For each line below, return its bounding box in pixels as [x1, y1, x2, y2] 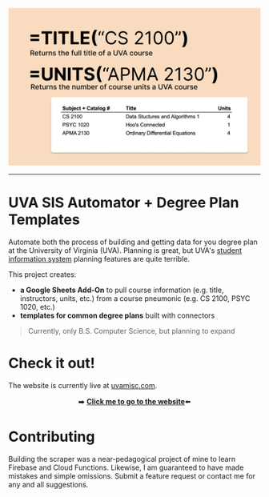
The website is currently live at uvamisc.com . [8, 380, 158, 390]
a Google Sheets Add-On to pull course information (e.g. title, [19, 285, 224, 295]
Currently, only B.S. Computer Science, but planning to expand [27, 326, 235, 335]
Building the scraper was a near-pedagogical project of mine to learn [8, 454, 236, 463]
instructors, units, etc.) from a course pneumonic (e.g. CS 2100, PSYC [19, 293, 251, 303]
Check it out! [8, 355, 95, 372]
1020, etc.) [19, 302, 56, 311]
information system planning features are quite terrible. [8, 254, 191, 263]
